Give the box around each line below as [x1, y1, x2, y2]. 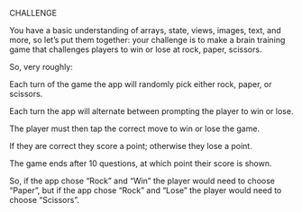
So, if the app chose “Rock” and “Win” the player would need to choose [9, 175, 275, 186]
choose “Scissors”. [9, 195, 79, 205]
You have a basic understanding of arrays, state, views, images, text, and [9, 25, 281, 35]
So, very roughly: [9, 62, 74, 72]
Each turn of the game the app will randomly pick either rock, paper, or [9, 79, 272, 89]
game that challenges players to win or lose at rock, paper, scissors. [9, 44, 262, 55]
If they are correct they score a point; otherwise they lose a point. [9, 141, 252, 151]
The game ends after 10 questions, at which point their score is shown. [9, 158, 272, 169]
